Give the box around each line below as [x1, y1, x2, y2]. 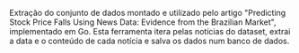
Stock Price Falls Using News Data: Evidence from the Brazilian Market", [9, 17, 277, 27]
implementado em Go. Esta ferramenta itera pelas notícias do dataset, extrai [9, 26, 291, 36]
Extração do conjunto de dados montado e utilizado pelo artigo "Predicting [9, 8, 286, 18]
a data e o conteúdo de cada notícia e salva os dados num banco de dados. [9, 35, 290, 46]
